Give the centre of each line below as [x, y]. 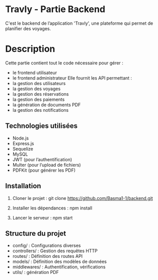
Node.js [21, 138]
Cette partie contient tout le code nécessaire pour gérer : [64, 63]
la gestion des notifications [41, 110]
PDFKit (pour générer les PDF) [44, 170]
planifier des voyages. [28, 28]
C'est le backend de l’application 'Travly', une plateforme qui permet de [79, 23]
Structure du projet [36, 233]
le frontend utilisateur [34, 73]
